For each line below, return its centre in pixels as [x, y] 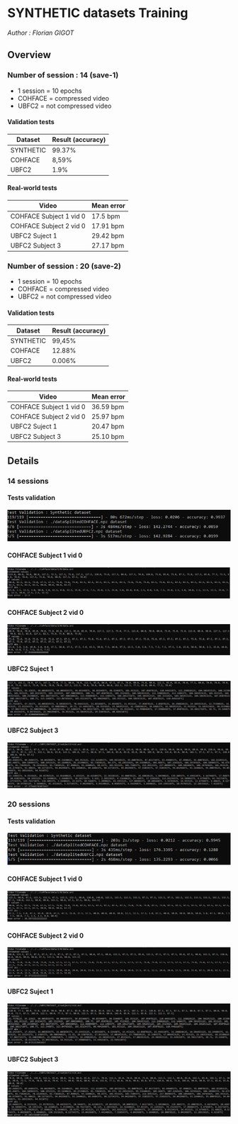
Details [23, 461]
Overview [29, 55]
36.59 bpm [108, 406]
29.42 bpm [108, 236]
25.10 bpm [108, 436]
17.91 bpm [108, 226]
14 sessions [28, 481]
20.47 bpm [108, 426]
